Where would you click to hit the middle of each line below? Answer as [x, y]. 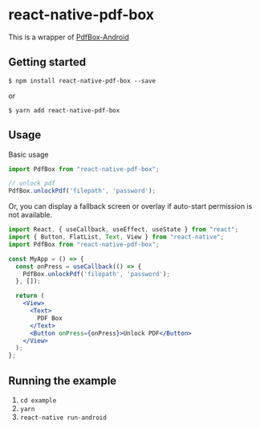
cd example [38, 401]
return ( [30, 296]
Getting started [47, 62]
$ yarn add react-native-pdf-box [64, 110]
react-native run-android [63, 418]
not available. [30, 215]
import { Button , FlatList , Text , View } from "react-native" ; [116, 237]
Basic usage [29, 154]
